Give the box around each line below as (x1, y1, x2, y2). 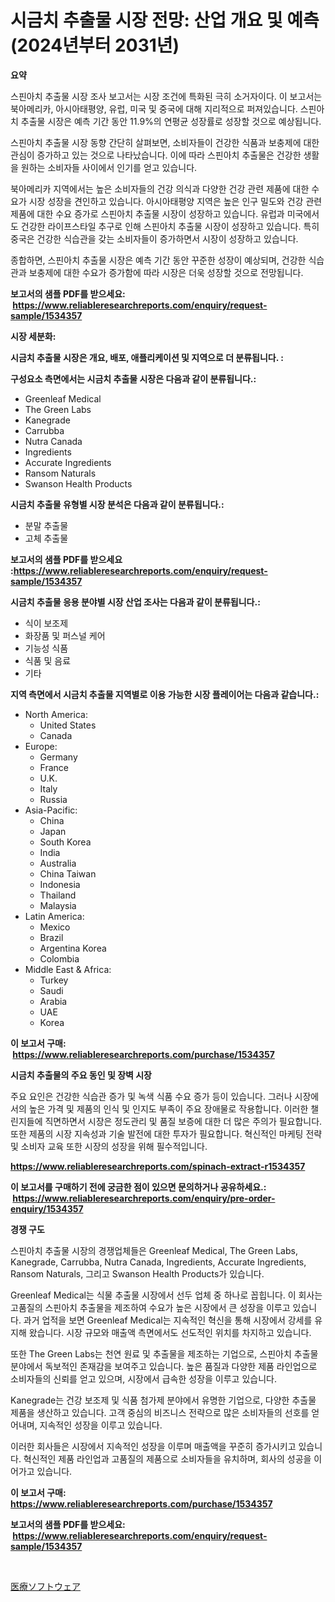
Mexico (39, 921, 71, 933)
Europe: (24, 740, 58, 752)
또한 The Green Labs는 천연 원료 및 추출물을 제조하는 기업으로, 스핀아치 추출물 (10, 1347, 319, 1360)
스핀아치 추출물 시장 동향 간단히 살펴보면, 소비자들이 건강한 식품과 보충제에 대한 (10, 136, 320, 148)
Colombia (39, 952, 80, 965)
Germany (39, 751, 78, 763)
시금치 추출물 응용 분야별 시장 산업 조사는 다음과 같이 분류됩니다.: (10, 596, 261, 608)
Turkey (39, 974, 69, 986)
